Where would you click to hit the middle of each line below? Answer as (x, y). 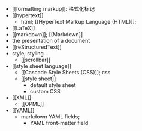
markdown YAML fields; (50, 117)
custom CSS (45, 91)
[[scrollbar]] (36, 60)
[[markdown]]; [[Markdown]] (47, 34)
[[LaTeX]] (23, 28)
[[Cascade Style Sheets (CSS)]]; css (66, 72)
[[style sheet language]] (42, 66)
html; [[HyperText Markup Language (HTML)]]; (78, 22)
